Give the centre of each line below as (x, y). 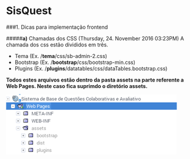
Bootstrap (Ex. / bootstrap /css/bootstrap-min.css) (75, 62)
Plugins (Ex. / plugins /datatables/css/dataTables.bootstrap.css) (91, 68)
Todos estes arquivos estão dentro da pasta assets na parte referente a (95, 80)
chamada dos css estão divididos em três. (57, 45)
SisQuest (29, 11)
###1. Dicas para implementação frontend (57, 27)
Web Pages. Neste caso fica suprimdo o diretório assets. (77, 86)
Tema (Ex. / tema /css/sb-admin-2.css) (61, 56)
